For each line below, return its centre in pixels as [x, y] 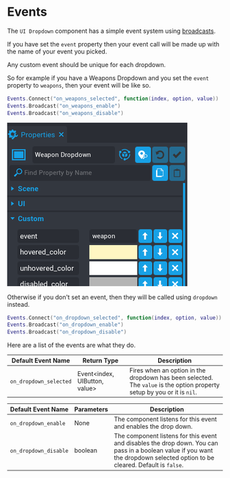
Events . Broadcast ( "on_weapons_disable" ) [66, 113]
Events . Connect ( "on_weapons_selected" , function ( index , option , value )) [113, 99]
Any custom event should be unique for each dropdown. [87, 64]
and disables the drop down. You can [166, 443]
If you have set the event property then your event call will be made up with [113, 44]
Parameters [91, 409]
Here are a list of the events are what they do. [72, 345]
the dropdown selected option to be [164, 458]
